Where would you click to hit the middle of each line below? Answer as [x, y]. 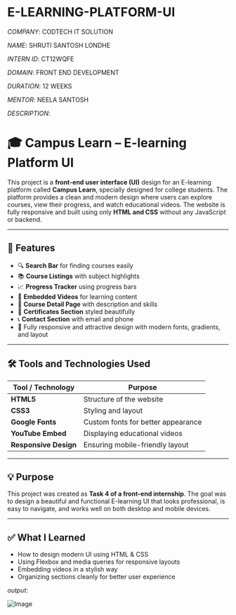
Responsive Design [44, 444]
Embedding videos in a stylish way [67, 569]
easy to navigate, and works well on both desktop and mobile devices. [109, 509]
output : [18, 590]
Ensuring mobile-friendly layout [136, 444]
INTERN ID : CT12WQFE [41, 59]
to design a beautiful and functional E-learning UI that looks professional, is [116, 501]
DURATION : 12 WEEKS [40, 86]
